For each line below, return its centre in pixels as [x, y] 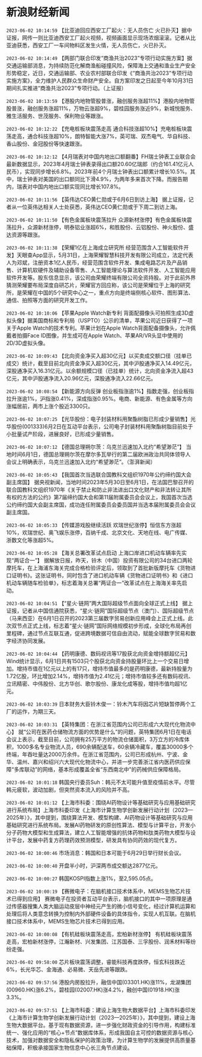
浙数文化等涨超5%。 [32, 540]
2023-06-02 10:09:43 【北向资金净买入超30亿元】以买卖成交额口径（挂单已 [99, 356]
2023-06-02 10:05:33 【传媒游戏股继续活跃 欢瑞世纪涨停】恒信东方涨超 [94, 525]
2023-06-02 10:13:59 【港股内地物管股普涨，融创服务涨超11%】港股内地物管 [101, 100]
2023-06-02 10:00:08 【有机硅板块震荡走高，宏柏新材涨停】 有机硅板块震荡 [99, 934]
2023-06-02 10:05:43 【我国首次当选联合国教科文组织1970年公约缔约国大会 [99, 474]
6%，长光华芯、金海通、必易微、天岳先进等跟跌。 [69, 969]
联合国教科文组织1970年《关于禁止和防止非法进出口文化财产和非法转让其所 [99, 489]
